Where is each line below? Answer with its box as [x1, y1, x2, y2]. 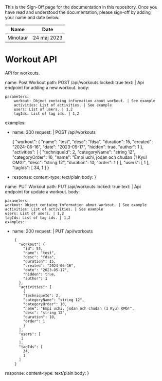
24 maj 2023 [33, 34, 63, 41]
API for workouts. [5, 70, 40, 76]
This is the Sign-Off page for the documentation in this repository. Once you [5, 4, 158, 10]
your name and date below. [5, 15, 60, 20]
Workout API [5, 54, 57, 65]
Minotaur [7, 34, 28, 41]
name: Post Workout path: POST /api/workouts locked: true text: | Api [5, 79, 144, 85]
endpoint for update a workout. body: [5, 189, 80, 194]
